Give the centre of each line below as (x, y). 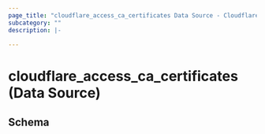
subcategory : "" (35, 23)
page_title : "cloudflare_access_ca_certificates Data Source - (114, 15)
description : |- (35, 30)
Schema (29, 122)
